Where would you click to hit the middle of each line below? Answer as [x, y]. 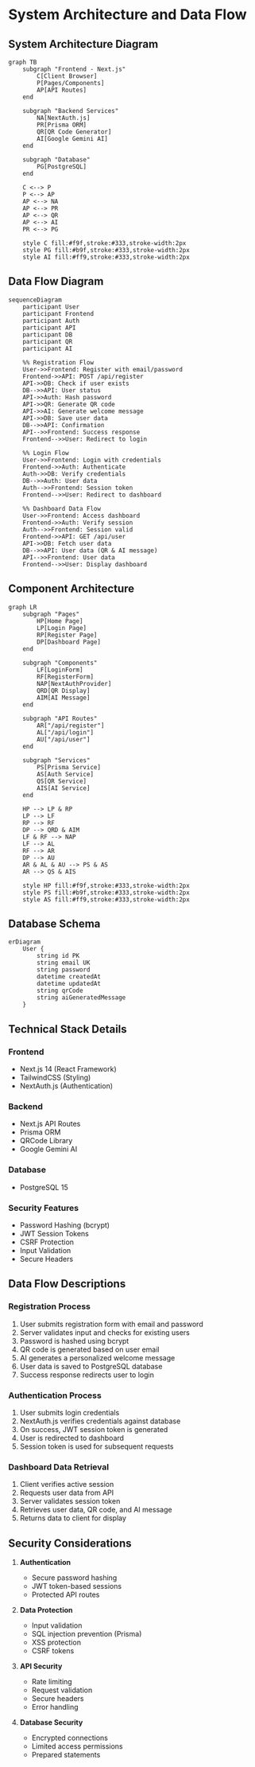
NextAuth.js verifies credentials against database [100, 1421]
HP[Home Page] [60, 621]
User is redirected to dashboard [72, 1438]
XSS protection [56, 1642]
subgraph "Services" [56, 760]
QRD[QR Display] [64, 691]
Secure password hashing [74, 1578]
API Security [41, 1666]
